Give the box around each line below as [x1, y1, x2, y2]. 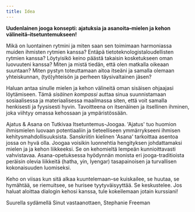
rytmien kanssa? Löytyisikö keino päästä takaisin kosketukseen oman [6, 54, 173, 61]
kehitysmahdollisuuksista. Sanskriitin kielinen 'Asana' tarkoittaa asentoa [6, 133, 179, 140]
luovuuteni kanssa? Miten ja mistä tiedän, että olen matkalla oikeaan [6, 61, 169, 68]
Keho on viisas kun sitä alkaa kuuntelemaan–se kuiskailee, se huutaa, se [6, 175, 180, 182]
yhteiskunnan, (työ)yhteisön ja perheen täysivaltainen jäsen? [6, 73, 152, 80]
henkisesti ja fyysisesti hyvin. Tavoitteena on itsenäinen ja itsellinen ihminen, [6, 103, 190, 110]
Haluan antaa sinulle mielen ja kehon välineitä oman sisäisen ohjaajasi [6, 84, 174, 91]
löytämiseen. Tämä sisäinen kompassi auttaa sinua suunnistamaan [6, 91, 166, 98]
